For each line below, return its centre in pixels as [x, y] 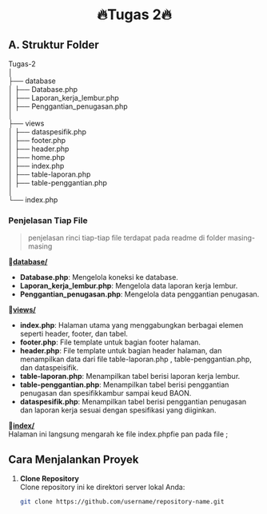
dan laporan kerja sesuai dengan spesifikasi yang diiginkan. [118, 410]
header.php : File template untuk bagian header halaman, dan [121, 351]
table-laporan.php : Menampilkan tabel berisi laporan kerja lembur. [130, 377]
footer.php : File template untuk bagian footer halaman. [110, 342]
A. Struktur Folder [54, 44]
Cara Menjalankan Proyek [74, 459]
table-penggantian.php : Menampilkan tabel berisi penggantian [124, 385]
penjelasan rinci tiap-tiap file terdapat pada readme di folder [127, 238]
